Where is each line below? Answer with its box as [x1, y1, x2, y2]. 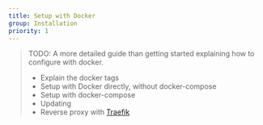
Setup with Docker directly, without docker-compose [40, 81, 217, 91]
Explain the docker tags [40, 73, 120, 83]
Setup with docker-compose [40, 90, 136, 100]
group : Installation [8, 19, 78, 27]
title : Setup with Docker [8, 11, 95, 20]
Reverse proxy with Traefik [40, 107, 130, 117]
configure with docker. [28, 57, 104, 67]
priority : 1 [8, 27, 49, 35]
